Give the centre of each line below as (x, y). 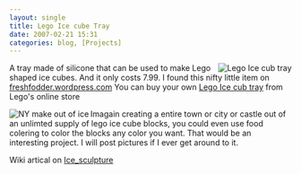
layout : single (38, 17)
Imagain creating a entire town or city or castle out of (188, 114)
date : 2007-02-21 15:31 (54, 34)
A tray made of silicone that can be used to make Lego (110, 68)
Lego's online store (45, 97)
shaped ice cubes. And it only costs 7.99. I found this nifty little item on (140, 78)
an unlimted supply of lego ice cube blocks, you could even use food (137, 124)
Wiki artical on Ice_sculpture (61, 160)
